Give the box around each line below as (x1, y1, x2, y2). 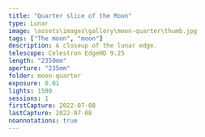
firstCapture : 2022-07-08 (8, 102, 96, 110)
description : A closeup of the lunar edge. (8, 42, 158, 50)
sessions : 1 (8, 94, 49, 102)
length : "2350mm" (8, 57, 67, 65)
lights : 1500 (8, 86, 53, 95)
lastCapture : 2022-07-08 (8, 110, 92, 118)
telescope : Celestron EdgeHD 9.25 (8, 49, 126, 57)
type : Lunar (8, 19, 49, 27)
